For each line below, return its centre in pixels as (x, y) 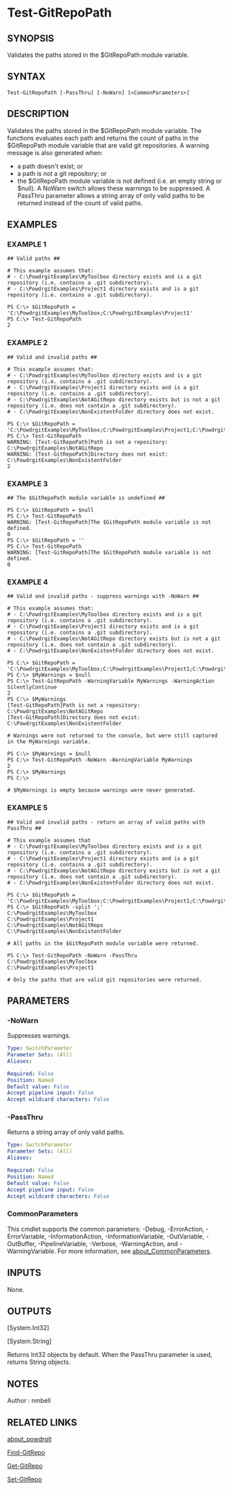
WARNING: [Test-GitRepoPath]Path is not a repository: (88, 442)
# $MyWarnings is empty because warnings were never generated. (101, 790)
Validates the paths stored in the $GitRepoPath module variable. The (104, 130)
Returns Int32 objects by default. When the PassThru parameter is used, (110, 1355)
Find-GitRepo (26, 1453)
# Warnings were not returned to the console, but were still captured (112, 736)
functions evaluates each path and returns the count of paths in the (103, 138)
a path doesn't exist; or (50, 166)
